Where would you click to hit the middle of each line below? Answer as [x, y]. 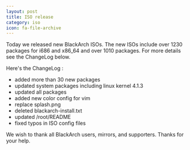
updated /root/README [43, 117]
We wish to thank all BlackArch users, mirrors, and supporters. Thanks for [95, 135]
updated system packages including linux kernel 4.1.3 [79, 86]
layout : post [22, 11]
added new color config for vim [52, 98]
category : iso [23, 22]
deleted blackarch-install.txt [48, 111]
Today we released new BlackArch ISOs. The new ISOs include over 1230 [94, 45]
